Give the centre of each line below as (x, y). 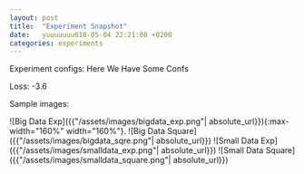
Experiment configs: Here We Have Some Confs (99, 69)
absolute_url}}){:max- (249, 121)
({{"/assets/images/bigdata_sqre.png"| (82, 140)
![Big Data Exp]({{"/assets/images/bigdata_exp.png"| (108, 121)
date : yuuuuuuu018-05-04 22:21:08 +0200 (91, 34)
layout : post (34, 18)
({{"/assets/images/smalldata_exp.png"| (84, 150)
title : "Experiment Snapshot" (69, 26)
